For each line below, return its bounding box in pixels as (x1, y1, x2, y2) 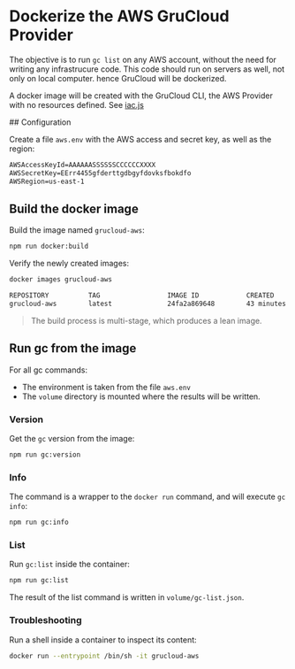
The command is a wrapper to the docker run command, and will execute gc (9, 491, 286, 502)
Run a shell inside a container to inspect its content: (9, 634, 197, 645)
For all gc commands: (9, 365, 88, 375)
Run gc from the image (9, 341, 137, 356)
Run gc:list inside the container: (9, 559, 130, 570)
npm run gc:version (9, 450, 81, 459)
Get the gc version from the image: (9, 433, 135, 443)
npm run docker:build (9, 242, 89, 251)
